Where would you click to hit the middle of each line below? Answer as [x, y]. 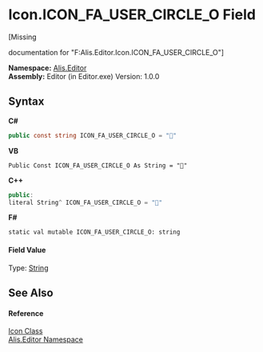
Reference [26, 313]
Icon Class [26, 331]
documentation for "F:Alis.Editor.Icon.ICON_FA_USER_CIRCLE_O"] [116, 52]
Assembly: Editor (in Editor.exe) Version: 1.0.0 [84, 76]
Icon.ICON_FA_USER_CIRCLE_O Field [132, 15]
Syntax [26, 102]
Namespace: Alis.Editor [48, 68]
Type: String [28, 268]
